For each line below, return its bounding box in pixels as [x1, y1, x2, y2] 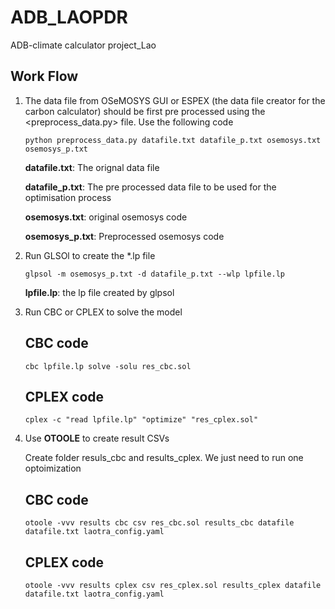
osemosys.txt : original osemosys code [24, 211, 188, 223]
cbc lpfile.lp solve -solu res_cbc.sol [24, 361, 192, 371]
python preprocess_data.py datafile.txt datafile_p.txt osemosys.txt [24, 135, 322, 145]
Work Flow [10, 68, 79, 85]
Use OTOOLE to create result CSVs [24, 432, 170, 445]
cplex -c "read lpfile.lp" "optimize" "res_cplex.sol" [24, 415, 259, 425]
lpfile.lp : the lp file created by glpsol [24, 286, 175, 298]
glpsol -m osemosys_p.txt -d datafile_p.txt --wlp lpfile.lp [24, 269, 286, 279]
